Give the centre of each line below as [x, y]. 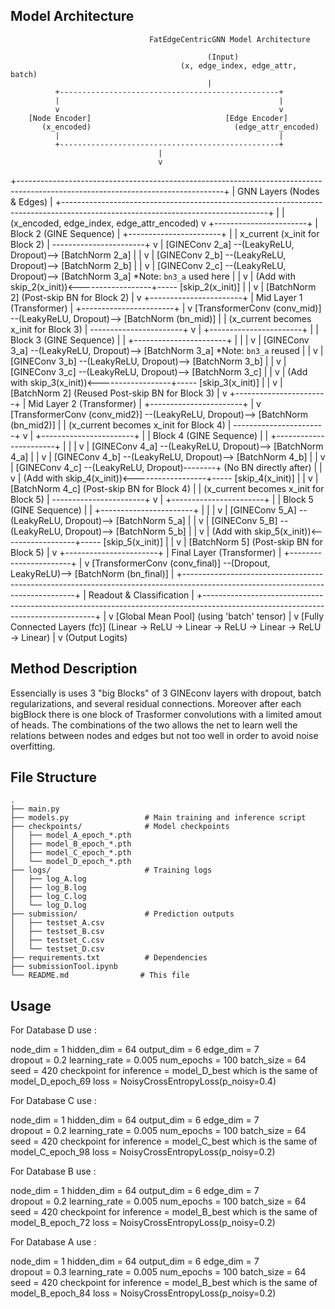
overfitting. [33, 746]
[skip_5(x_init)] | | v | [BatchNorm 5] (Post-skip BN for [213, 541]
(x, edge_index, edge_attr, [239, 65]
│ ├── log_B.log [48, 888]
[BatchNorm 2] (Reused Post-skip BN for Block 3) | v [119, 393]
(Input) [223, 57]
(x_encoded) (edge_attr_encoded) [180, 127]
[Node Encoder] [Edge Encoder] [158, 118]
